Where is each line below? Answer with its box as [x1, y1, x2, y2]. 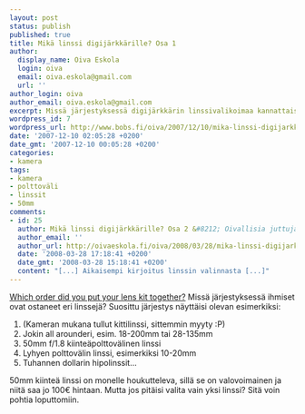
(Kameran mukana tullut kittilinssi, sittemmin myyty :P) [22, 319, 226, 330]
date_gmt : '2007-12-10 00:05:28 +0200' [9, 140, 161, 149]
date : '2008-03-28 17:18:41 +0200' [17, 250, 152, 259]
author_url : [17, 241, 64, 251]
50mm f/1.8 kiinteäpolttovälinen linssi [22, 338, 162, 349]
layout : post [9, 13, 59, 23]
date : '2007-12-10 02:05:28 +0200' [9, 132, 144, 141]
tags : [9, 165, 30, 174]
